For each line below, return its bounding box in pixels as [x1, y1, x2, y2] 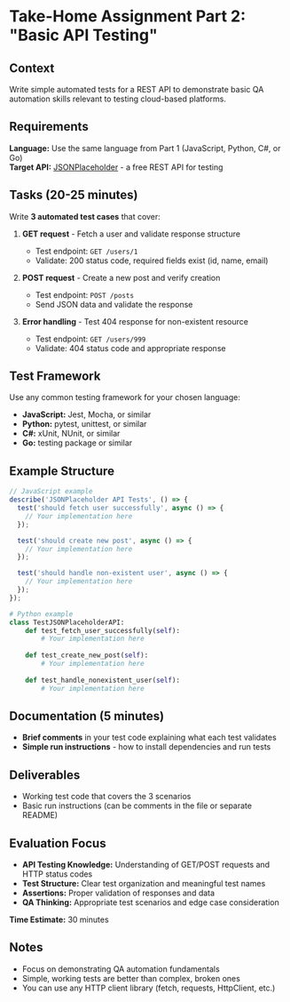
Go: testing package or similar [21, 437, 133, 448]
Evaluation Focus [9, 836, 106, 851]
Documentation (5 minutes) [9, 709, 165, 724]
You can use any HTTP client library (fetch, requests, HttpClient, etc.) [21, 982, 276, 993]
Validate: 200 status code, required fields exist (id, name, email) [35, 255, 269, 266]
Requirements [9, 119, 89, 134]
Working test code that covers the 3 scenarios [21, 791, 192, 802]
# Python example [9, 609, 74, 619]
